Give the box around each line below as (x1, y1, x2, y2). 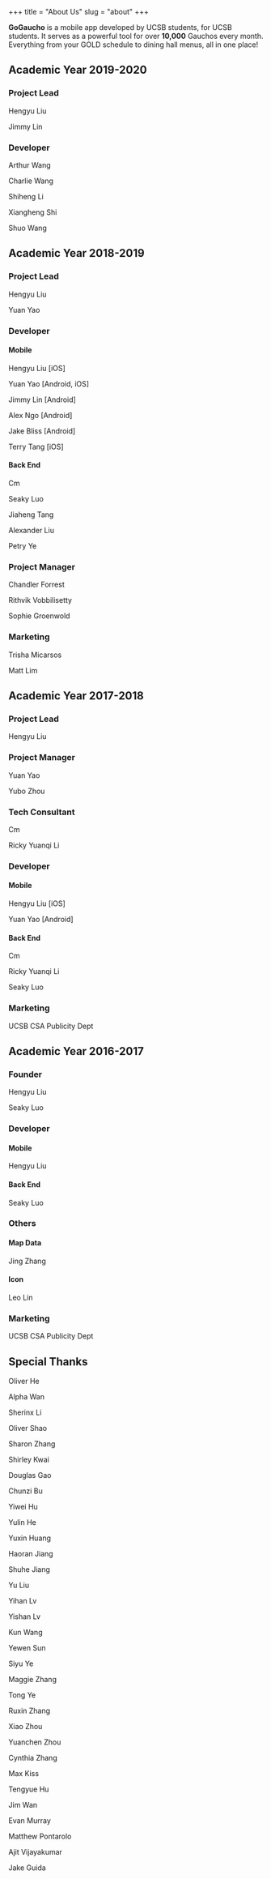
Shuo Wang (8, 223, 47, 233)
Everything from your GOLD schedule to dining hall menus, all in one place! (8, 40, 259, 49)
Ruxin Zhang (8, 1706, 51, 1715)
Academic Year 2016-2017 (8, 1044, 144, 1058)
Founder (8, 1069, 43, 1080)
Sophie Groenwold (8, 611, 70, 621)
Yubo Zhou (8, 786, 45, 796)
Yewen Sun (8, 1642, 46, 1652)
